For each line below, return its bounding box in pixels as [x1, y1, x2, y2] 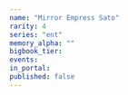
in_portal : [9, 64, 51, 73]
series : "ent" [9, 30, 64, 39]
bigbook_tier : [9, 47, 64, 56]
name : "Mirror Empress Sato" [9, 13, 120, 23]
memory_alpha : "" [9, 38, 75, 48]
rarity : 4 [9, 22, 47, 31]
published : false [9, 72, 75, 81]
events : [9, 55, 39, 64]
